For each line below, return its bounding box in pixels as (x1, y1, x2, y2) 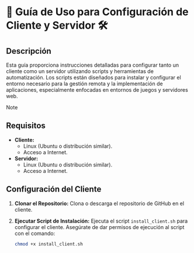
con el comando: (14, 230, 56, 237)
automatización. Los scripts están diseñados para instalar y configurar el (6, 74, 181, 81)
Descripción (6, 46, 51, 56)
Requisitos (6, 121, 46, 131)
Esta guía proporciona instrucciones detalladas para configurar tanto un (6, 61, 179, 68)
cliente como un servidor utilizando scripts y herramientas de (6, 68, 154, 75)
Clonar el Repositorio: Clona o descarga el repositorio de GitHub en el (14, 200, 185, 207)
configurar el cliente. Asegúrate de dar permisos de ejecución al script (14, 223, 185, 230)
